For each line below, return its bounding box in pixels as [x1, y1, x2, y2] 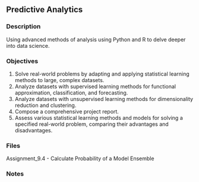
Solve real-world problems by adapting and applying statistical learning [14, 70, 190, 77]
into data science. [6, 42, 50, 49]
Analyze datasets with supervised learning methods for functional [14, 83, 176, 90]
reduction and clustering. [14, 102, 77, 109]
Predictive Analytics [6, 5, 83, 15]
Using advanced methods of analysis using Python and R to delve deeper [6, 35, 186, 43]
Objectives [6, 57, 39, 65]
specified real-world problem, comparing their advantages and [14, 121, 169, 128]
